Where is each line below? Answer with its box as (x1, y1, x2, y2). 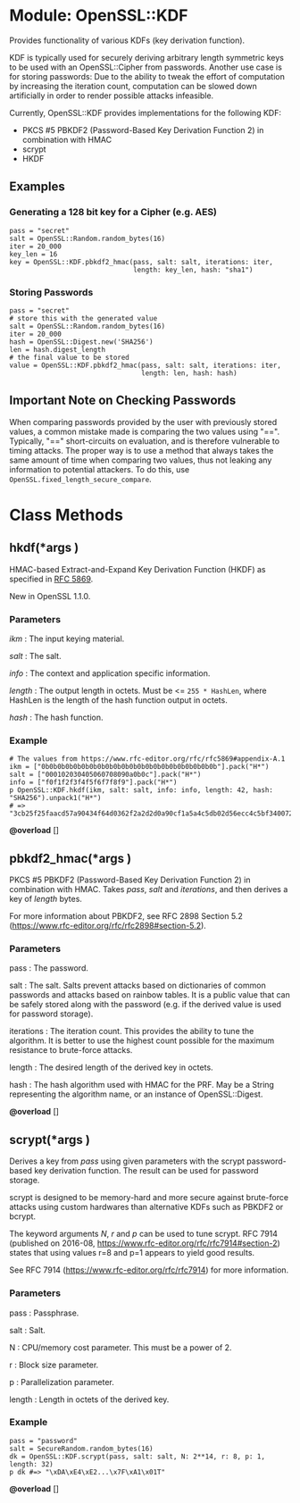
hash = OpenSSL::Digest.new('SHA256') (9, 337, 154, 347)
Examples (9, 180, 65, 195)
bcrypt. (9, 1211, 37, 1222)
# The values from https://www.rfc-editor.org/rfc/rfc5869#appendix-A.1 (9, 755, 286, 764)
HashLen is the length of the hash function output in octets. (9, 695, 228, 706)
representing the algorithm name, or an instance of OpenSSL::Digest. (9, 1089, 263, 1099)
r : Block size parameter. (9, 1359, 99, 1370)
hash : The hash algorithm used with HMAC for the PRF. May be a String (9, 1080, 275, 1090)
